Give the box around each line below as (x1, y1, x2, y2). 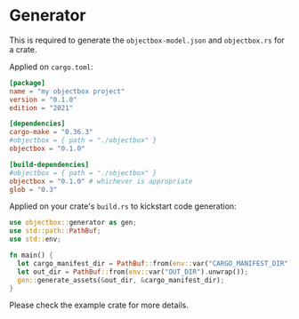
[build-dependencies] (9, 160, 90, 169)
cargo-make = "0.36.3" (9, 128, 93, 137)
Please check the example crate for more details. (9, 299, 189, 311)
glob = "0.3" (9, 185, 58, 194)
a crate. (9, 44, 37, 54)
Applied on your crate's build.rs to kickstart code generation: (9, 201, 238, 211)
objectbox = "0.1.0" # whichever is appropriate (9, 177, 193, 186)
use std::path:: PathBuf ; (9, 227, 101, 235)
